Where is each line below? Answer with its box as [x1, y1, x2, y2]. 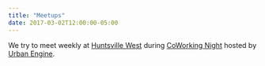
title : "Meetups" [8, 11, 66, 20]
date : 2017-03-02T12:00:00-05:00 [8, 19, 119, 27]
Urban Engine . [8, 49, 55, 58]
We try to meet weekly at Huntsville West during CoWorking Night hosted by [8, 40, 257, 49]
